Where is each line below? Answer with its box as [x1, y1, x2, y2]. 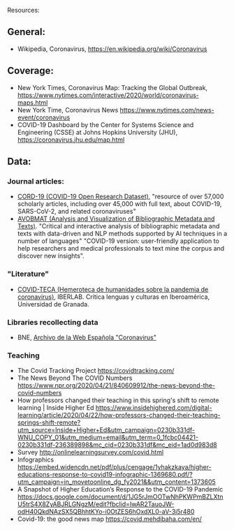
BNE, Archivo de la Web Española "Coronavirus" [17, 333, 157, 341]
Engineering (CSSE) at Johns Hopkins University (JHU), [17, 128, 178, 136]
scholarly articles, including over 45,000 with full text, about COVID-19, [17, 200, 222, 208]
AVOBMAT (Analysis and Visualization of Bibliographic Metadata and [17, 214, 215, 223]
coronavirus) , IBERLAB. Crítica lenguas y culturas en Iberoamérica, [17, 293, 210, 301]
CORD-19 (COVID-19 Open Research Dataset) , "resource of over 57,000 [17, 192, 224, 201]
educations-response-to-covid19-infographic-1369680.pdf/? [17, 471, 193, 479]
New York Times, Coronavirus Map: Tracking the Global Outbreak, [17, 83, 208, 91]
